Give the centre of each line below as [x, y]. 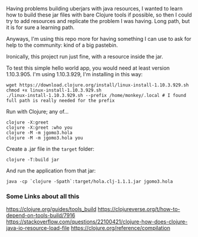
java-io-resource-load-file [38, 228]
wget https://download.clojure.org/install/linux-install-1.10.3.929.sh [98, 85]
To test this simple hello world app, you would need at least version [88, 68]
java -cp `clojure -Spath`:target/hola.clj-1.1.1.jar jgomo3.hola [90, 181]
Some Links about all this [43, 196]
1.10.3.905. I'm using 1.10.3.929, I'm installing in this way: [74, 74]
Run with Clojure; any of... [38, 111]
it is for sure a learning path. [40, 27]
